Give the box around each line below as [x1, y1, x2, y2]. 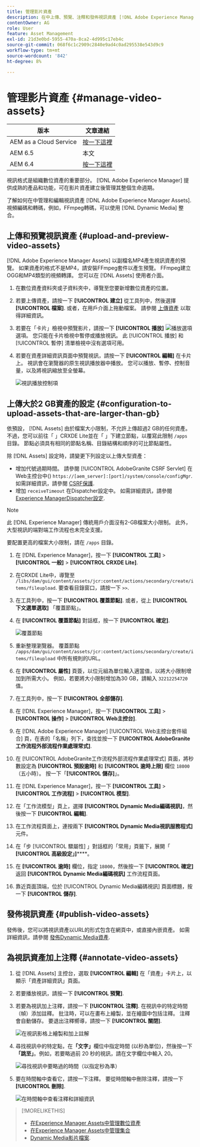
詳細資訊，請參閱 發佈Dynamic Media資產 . [7, 934, 110, 941]
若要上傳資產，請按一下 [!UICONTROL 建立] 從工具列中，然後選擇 [15, 297, 176, 304]
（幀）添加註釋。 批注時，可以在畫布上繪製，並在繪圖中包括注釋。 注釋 [15, 1010, 191, 1017]
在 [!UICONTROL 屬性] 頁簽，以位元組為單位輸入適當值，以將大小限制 [15, 667, 186, 675]
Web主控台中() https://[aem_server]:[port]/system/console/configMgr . [15, 472, 193, 480]
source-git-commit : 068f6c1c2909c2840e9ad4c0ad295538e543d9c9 [7, 42, 164, 48]
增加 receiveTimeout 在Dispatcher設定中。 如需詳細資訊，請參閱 [15, 487, 173, 494]
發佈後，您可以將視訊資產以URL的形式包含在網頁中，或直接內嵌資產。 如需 [7, 926, 191, 933]
